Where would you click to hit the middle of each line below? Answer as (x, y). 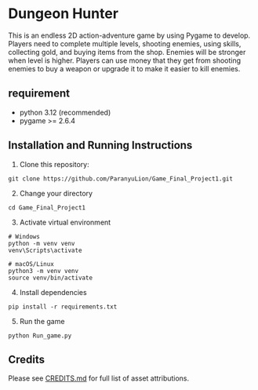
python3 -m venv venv (44, 271)
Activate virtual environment (65, 222)
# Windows (24, 236)
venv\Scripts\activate (45, 250)
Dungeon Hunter (64, 14)
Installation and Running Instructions (100, 146)
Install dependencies (53, 292)
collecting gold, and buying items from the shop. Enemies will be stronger (127, 52)
